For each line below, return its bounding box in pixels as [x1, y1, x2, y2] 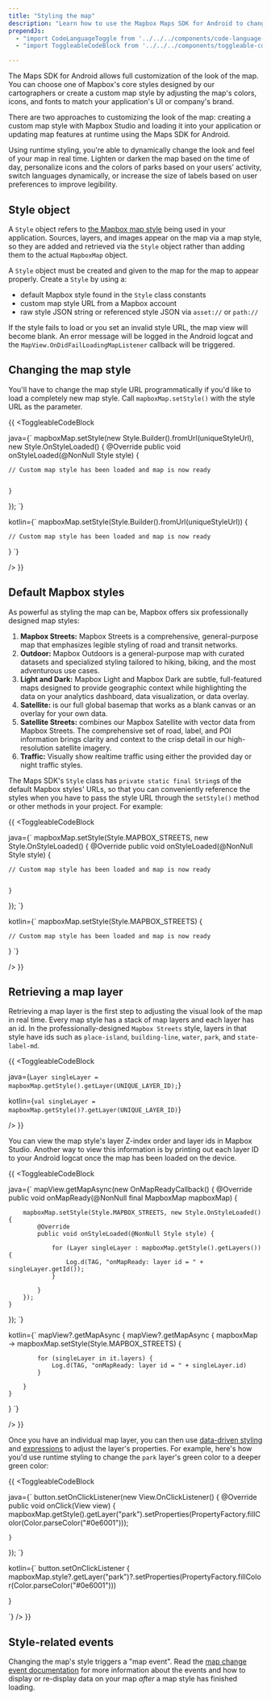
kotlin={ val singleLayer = [8, 1096, 96, 1106]
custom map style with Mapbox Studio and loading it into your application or [8, 121, 262, 131]
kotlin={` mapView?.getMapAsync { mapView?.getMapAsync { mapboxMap [8, 1330, 258, 1340]
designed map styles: [8, 615, 80, 626]
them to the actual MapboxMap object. [8, 249, 128, 259]
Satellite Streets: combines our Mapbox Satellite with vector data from [19, 717, 256, 726]
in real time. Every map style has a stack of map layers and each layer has [8, 1015, 255, 1025]
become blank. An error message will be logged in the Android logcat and [8, 331, 254, 341]
